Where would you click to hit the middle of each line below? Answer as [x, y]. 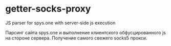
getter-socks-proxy [48, 9]
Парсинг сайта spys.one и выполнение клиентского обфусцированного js [86, 32]
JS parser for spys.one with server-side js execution [60, 23]
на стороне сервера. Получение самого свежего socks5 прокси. [76, 38]
